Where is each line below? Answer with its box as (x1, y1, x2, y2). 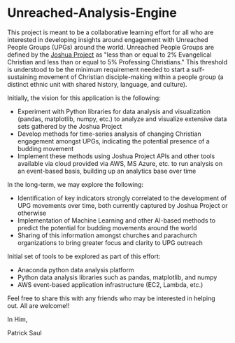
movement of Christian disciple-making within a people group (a (38, 72, 224, 81)
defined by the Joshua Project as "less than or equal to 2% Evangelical (7, 50, 212, 59)
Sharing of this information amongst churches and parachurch (17, 231, 197, 239)
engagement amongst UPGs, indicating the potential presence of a (17, 136, 210, 145)
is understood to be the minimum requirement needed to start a (7, 65, 190, 73)
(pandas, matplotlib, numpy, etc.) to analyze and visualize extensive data (17, 114, 227, 123)
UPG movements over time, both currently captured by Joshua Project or (17, 201, 228, 209)
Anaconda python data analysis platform (17, 265, 134, 274)
